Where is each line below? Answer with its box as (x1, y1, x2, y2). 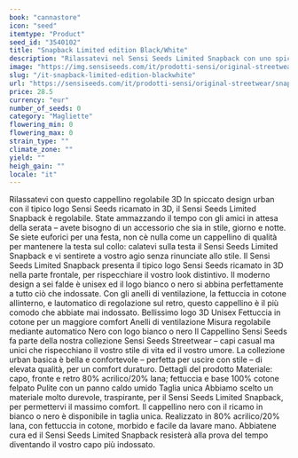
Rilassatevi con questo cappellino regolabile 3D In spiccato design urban (9, 194, 275, 205)
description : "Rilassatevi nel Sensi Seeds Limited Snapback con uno (9, 54, 272, 63)
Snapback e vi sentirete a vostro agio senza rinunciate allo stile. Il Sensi (9, 250, 271, 262)
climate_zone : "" (9, 145, 74, 154)
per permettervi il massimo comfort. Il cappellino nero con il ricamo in (9, 401, 263, 413)
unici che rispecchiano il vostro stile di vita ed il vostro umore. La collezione (9, 345, 286, 356)
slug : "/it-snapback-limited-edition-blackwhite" (9, 71, 197, 80)
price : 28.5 (9, 87, 53, 96)
